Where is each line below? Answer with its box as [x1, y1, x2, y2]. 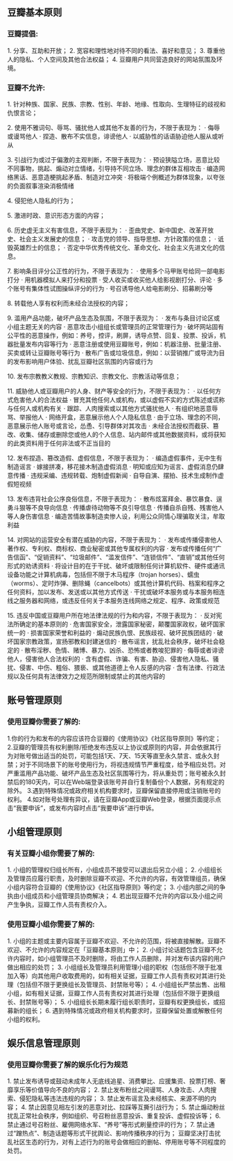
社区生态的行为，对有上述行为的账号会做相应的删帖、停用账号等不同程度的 [12, 1138, 226, 1146]
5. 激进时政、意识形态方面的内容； [7, 211, 105, 219]
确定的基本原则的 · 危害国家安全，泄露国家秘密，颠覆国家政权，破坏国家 [19, 620, 225, 628]
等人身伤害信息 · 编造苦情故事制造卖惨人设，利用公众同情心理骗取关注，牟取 [7, 512, 225, 520]
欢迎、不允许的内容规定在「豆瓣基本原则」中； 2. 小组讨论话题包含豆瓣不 [7, 945, 217, 954]
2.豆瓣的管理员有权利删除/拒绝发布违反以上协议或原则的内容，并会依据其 [7, 743, 216, 751]
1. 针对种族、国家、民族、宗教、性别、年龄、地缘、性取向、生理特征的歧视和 [7, 99, 226, 108]
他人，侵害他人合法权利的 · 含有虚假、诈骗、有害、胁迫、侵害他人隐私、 [7, 655, 213, 663]
